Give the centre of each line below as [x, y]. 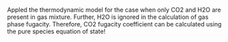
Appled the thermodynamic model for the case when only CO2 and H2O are [114, 10]
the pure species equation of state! [56, 31]
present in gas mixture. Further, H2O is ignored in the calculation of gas [108, 17]
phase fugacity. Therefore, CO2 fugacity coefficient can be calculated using [114, 24]
